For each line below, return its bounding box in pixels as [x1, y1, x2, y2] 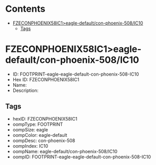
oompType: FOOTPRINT [12, 121, 63, 127]
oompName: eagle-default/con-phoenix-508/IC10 [12, 148, 118, 154]
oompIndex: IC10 [12, 143, 48, 149]
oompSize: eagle [12, 126, 48, 133]
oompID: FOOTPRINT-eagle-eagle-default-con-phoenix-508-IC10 [12, 154, 151, 160]
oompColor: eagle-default [12, 132, 67, 138]
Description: [12, 87, 39, 93]
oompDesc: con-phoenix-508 [12, 137, 75, 144]
